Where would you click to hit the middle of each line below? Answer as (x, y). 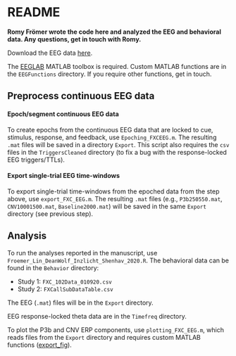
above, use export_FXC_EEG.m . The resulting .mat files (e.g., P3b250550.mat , (115, 198)
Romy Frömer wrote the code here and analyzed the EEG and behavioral (114, 32)
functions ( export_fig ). (39, 345)
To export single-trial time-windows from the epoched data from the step (113, 191)
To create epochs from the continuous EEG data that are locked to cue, (110, 129)
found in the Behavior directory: (53, 267)
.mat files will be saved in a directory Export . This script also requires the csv (118, 144)
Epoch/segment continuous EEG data (63, 114)
